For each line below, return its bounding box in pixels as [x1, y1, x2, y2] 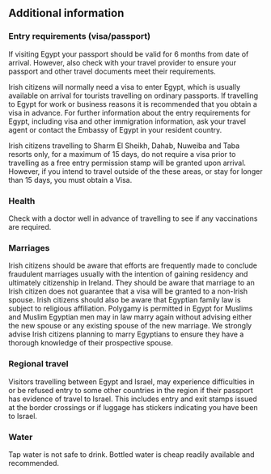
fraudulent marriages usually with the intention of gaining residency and [8, 269, 248, 279]
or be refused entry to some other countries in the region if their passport [8, 385, 253, 395]
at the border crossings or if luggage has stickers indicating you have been [8, 402, 258, 412]
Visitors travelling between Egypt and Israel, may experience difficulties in [8, 376, 255, 387]
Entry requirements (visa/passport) [8, 31, 151, 42]
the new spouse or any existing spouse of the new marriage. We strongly [8, 321, 252, 331]
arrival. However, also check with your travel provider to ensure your [8, 57, 237, 67]
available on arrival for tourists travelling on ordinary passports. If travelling [8, 91, 259, 100]
